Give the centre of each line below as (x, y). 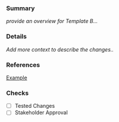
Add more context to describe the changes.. (60, 49)
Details (17, 37)
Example (17, 78)
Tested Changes (35, 106)
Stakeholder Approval (41, 113)
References (23, 65)
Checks (17, 93)
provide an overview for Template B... (52, 21)
